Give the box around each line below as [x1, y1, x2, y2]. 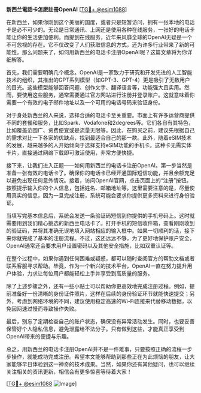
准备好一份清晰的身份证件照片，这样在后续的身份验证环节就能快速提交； [11, 290, 190, 297]
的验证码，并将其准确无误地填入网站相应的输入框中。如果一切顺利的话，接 [6, 227, 190, 234]
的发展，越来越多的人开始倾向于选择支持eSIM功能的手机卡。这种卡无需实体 [6, 142, 192, 149]
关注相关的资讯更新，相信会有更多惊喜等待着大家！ [6, 368, 132, 375]
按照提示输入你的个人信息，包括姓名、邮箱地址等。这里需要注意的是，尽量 [6, 184, 190, 191]
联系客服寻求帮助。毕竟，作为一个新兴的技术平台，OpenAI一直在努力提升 [6, 262, 187, 269]
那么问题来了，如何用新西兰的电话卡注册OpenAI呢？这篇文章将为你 [22, 49, 187, 56]
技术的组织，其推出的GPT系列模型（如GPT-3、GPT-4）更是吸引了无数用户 [6, 76, 190, 83]
